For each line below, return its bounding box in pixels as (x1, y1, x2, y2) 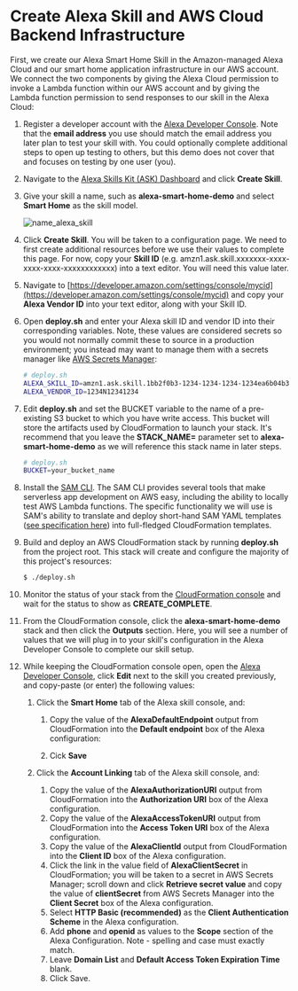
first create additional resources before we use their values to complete (22, 244, 285, 254)
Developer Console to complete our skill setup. (22, 644, 194, 655)
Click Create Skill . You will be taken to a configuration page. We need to (22, 234, 287, 245)
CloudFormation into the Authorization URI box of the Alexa (49, 794, 269, 805)
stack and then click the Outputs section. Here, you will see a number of (22, 625, 288, 636)
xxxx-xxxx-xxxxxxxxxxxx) (22, 262, 118, 273)
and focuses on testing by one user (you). (22, 156, 176, 167)
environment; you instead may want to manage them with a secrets (22, 344, 269, 355)
